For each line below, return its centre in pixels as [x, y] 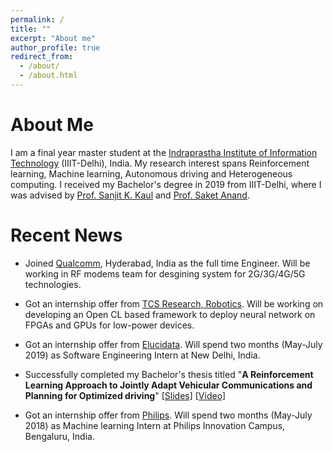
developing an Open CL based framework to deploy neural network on [170, 314]
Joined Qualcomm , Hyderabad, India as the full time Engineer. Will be [167, 263]
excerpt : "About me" [53, 38]
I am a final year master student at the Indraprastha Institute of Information [164, 152]
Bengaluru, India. [59, 436]
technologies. [53, 284]
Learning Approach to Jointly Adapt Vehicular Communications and [168, 385]
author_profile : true [55, 47]
